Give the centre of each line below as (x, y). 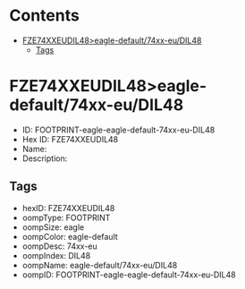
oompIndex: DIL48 (56, 255)
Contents (45, 16)
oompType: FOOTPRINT (66, 217)
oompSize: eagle (53, 227)
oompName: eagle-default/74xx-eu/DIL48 (100, 265)
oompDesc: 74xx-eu (60, 246)
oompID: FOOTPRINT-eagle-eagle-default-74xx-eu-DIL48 (129, 275)
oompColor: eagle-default (70, 236)
